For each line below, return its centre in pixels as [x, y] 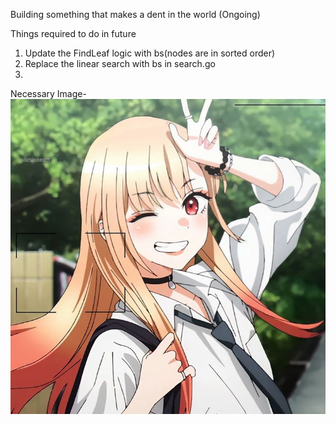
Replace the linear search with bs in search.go [120, 63]
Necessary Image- [48, 93]
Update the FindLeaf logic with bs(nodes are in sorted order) [150, 53]
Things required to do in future [73, 33]
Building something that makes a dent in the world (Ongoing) [135, 14]
